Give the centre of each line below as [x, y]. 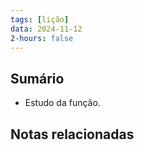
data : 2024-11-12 [46, 29]
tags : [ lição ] [40, 19]
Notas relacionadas [72, 134]
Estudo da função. [62, 103]
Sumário [37, 78]
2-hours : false [42, 38]
